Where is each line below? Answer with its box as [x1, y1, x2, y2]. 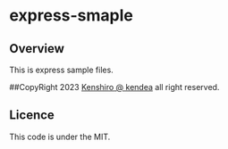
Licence [9, 108, 55, 123]
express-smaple [9, 5, 134, 26]
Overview [9, 41, 65, 56]
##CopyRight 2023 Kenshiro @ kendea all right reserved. [9, 82, 220, 92]
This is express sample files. [9, 64, 114, 75]
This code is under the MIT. [9, 131, 111, 142]
